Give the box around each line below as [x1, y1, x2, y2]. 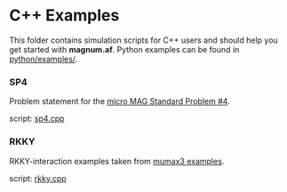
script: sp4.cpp [9, 113, 65, 124]
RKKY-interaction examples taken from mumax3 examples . [9, 156, 225, 166]
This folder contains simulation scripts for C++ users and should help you [9, 35, 278, 45]
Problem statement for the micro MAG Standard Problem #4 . [9, 96, 230, 107]
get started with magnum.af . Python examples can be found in [9, 44, 240, 54]
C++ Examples [9, 5, 120, 26]
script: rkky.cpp [9, 172, 67, 183]
